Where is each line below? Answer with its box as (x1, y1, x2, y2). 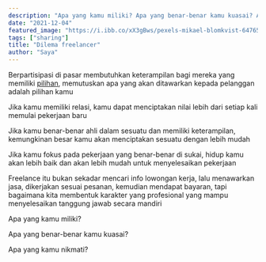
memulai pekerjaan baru (8, 111, 87, 120)
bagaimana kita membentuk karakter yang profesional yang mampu (8, 191, 229, 199)
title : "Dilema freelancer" (8, 41, 101, 49)
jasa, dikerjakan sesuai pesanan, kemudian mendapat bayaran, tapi (8, 182, 227, 191)
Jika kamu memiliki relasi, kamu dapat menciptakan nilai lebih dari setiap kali (8, 102, 258, 112)
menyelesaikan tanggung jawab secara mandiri (8, 199, 162, 208)
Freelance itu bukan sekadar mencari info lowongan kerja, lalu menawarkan (8, 173, 255, 183)
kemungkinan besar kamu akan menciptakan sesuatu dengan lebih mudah (8, 135, 251, 143)
